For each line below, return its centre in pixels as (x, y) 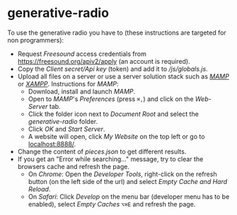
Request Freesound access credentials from (82, 54)
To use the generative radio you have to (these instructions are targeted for (117, 33)
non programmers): (36, 40)
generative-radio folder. (63, 121)
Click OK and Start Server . (67, 129)
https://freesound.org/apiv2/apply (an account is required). (104, 61)
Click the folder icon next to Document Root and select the (114, 114)
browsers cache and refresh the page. (73, 166)
